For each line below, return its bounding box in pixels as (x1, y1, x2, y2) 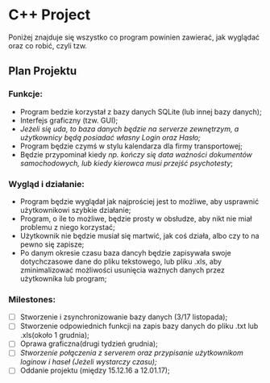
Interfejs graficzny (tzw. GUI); (19, 115, 118, 125)
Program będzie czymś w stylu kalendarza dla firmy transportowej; (19, 141, 243, 151)
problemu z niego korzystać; (19, 222, 115, 231)
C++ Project (8, 6, 91, 24)
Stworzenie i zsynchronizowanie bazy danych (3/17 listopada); (19, 312, 228, 322)
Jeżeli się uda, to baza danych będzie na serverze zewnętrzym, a (19, 123, 239, 134)
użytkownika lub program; (19, 273, 107, 283)
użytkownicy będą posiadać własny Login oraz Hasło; (19, 132, 201, 142)
